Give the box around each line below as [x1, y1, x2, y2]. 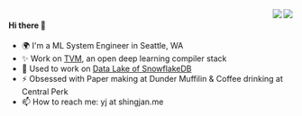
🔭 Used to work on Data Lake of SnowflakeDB [21, 63, 192, 75]
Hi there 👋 [8, 20, 46, 31]
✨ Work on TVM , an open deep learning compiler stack [21, 53, 227, 64]
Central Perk [21, 86, 69, 97]
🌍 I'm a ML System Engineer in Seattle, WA [21, 40, 184, 51]
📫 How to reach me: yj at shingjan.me [21, 96, 164, 107]
